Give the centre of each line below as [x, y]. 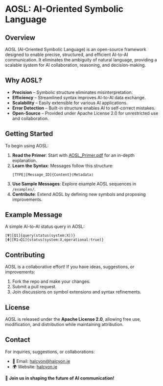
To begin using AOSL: [27, 145]
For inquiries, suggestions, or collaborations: [50, 352]
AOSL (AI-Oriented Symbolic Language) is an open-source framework [76, 49]
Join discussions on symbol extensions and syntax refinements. [77, 292]
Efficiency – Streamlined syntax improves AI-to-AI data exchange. [79, 97]
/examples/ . [24, 189]
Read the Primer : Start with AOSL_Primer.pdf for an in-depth [73, 155]
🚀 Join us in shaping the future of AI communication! [60, 378]
